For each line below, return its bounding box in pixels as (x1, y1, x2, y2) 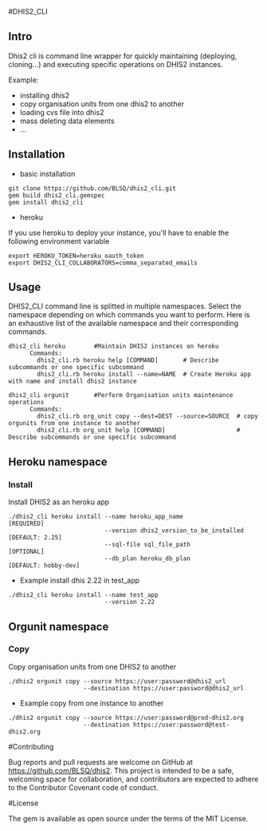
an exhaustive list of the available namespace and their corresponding (8, 319, 239, 328)
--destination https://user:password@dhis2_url (83, 684, 245, 692)
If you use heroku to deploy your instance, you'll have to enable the (8, 228, 230, 237)
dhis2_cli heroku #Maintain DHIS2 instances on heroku (8, 343, 219, 351)
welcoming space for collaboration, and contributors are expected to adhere (8, 774, 259, 784)
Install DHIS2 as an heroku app (8, 497, 110, 507)
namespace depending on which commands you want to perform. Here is (8, 310, 250, 320)
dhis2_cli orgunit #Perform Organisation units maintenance (8, 392, 234, 400)
